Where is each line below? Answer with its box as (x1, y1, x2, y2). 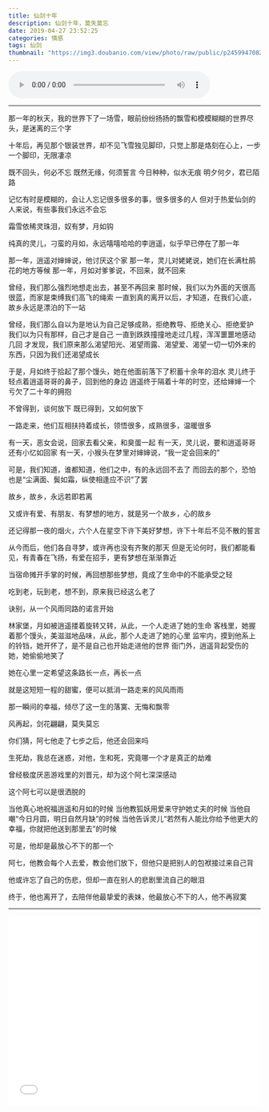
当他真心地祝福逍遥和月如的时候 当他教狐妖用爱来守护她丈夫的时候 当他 (8, 804, 244, 813)
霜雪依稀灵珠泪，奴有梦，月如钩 (8, 222, 114, 231)
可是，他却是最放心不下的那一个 (8, 841, 114, 850)
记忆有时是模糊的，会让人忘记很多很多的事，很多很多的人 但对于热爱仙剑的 (8, 195, 256, 204)
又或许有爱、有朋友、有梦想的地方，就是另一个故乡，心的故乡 (8, 509, 212, 518)
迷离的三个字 (29, 123, 72, 133)
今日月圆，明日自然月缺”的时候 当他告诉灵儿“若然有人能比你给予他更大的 (18, 814, 259, 823)
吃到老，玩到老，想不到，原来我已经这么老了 (8, 587, 156, 596)
